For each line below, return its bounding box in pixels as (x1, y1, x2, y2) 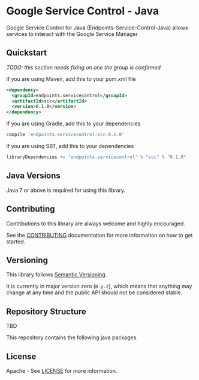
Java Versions (6, 171, 61, 181)
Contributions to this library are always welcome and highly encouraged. (6, 220, 186, 227)
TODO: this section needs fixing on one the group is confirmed (6, 64, 161, 71)
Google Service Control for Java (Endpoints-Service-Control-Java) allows (6, 24, 188, 31)
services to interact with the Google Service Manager (6, 30, 138, 37)
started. (6, 238, 26, 245)
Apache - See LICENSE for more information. (6, 367, 117, 374)
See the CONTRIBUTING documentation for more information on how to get (6, 231, 193, 239)
